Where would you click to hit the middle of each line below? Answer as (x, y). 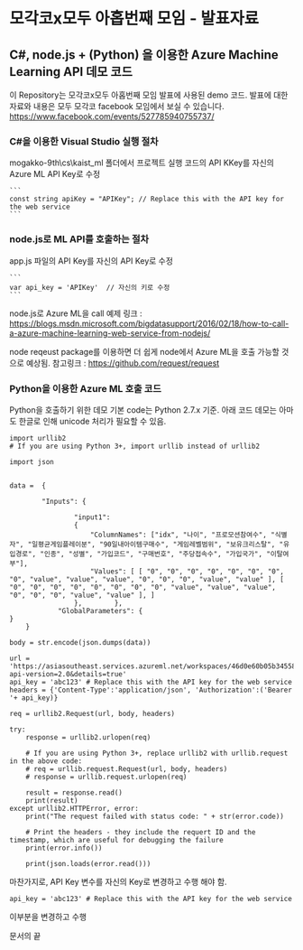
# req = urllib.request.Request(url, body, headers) (127, 768)
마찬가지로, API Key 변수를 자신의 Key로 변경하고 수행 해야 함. (118, 881)
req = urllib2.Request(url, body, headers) (92, 713)
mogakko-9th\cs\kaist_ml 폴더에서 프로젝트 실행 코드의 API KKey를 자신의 (142, 163)
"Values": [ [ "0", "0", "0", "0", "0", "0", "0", (187, 571)
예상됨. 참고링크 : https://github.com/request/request (123, 363)
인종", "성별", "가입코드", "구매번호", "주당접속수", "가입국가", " (157, 554)
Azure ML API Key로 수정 (55, 174)
